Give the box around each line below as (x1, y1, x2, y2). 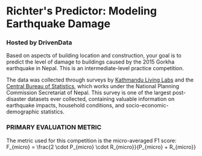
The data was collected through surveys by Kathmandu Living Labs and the (6, 76, 194, 83)
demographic (6, 108, 40, 115)
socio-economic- (125, 102, 169, 109)
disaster (6, 95, 27, 103)
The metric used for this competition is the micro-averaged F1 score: (6, 137, 177, 144)
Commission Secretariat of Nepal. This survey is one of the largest (6, 89, 171, 97)
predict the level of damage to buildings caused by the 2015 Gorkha (6, 58, 175, 65)
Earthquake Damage (6, 17, 110, 31)
